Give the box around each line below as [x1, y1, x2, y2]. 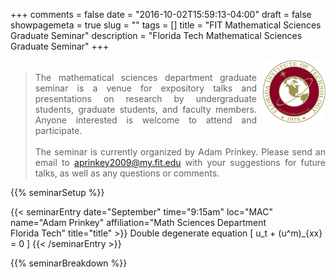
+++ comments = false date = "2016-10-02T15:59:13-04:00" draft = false [10, 9, 312, 20]
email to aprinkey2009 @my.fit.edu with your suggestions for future [34, 157, 326, 168]
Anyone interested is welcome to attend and [34, 114, 257, 126]
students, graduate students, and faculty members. [34, 104, 257, 115]
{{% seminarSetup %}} [10, 187, 105, 198]
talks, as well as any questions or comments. [34, 167, 220, 179]
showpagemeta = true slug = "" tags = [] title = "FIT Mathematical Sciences [10, 19, 322, 31]
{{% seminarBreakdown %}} [10, 257, 128, 269]
